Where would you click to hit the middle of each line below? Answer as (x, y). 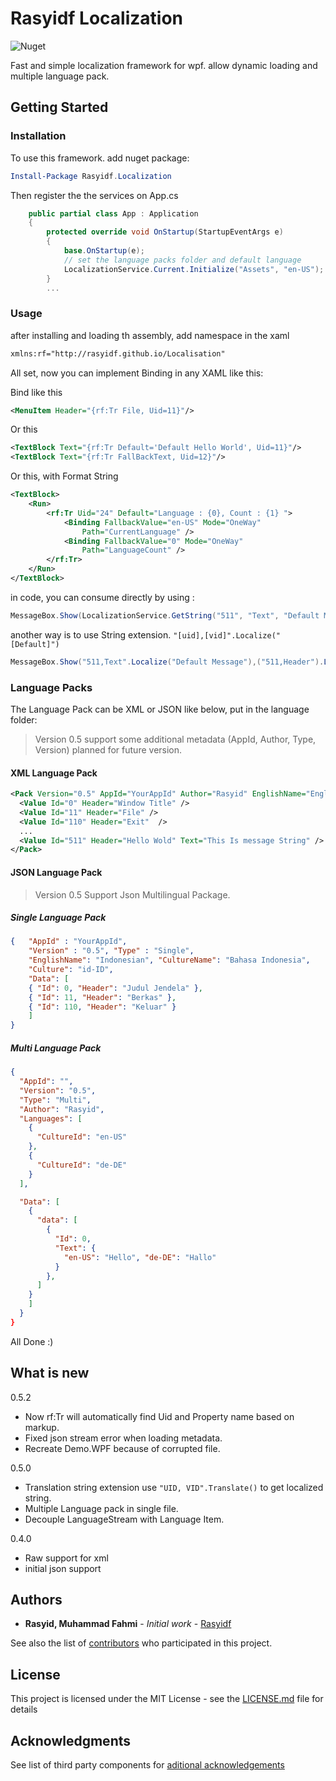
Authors (36, 1600)
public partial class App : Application (113, 213)
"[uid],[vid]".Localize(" (227, 635)
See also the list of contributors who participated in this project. (141, 1643)
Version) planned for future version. (108, 749)
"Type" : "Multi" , (55, 1100)
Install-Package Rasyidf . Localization (91, 176)
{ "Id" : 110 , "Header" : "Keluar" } (102, 1007)
